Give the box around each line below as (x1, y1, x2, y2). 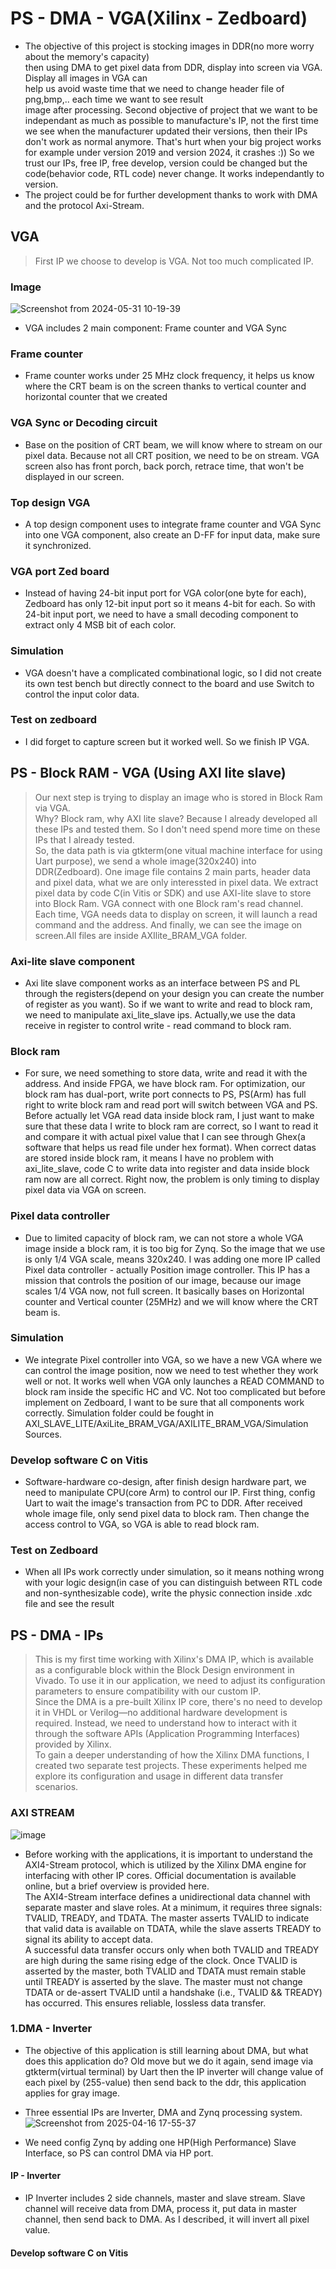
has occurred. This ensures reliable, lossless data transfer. (24, 1997, 267, 2009)
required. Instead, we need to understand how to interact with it (34, 1717, 298, 1729)
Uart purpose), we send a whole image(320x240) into (34, 855, 257, 867)
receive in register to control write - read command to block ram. (24, 1019, 292, 1031)
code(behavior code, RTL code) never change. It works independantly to (24, 167, 325, 179)
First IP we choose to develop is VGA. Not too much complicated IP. (34, 255, 314, 267)
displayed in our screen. (24, 470, 125, 482)
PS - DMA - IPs (10, 1627, 104, 1644)
